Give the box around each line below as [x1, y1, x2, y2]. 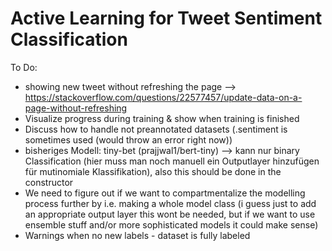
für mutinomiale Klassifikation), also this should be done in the [24, 165, 282, 177]
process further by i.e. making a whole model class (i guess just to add [24, 197, 317, 209]
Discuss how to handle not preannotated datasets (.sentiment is [24, 123, 288, 135]
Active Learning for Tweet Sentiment [10, 7, 323, 30]
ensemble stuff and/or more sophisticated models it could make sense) [24, 218, 319, 231]
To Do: [10, 61, 38, 73]
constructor [24, 176, 74, 188]
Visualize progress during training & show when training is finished [24, 112, 300, 124]
